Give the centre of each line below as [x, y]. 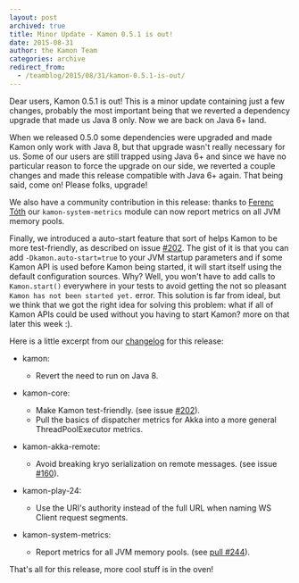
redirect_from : [37, 68]
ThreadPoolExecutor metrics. [89, 429]
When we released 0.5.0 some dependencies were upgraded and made [141, 137]
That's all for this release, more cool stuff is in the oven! [112, 569]
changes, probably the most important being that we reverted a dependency [149, 110]
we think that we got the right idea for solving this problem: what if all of [141, 304]
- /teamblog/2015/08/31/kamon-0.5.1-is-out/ [101, 76]
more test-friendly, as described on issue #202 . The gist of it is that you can [149, 247]
